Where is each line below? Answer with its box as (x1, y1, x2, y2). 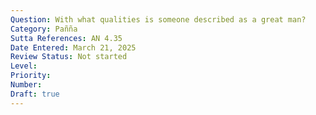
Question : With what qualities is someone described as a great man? (10, 14, 307, 25)
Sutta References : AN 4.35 (10, 33, 123, 43)
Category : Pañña (10, 24, 78, 34)
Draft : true (10, 89, 60, 99)
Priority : (10, 71, 52, 81)
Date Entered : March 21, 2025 (10, 42, 137, 53)
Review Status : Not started (10, 52, 128, 62)
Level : (10, 61, 38, 71)
